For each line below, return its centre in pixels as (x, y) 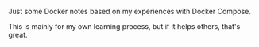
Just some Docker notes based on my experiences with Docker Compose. (130, 11)
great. (18, 35)
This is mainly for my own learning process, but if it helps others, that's (124, 26)
